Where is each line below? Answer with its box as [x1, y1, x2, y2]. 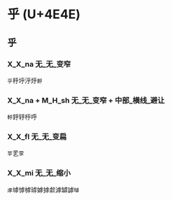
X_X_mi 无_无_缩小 [7, 169, 71, 178]
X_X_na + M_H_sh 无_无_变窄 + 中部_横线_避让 [7, 95, 165, 105]
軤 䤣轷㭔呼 [7, 113, 37, 121]
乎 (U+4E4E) [7, 6, 81, 22]
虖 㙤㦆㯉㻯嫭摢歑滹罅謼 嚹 [7, 185, 79, 194]
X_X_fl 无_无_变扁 [7, 132, 67, 142]
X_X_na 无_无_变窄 [7, 59, 71, 69]
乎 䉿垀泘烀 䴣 [7, 76, 43, 85]
